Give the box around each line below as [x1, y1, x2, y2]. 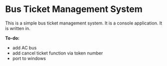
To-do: [5, 35, 20, 41]
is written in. [5, 25, 31, 31]
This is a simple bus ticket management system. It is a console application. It [5, 20, 163, 26]
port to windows [12, 55, 46, 61]
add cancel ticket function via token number [12, 50, 103, 56]
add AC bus [12, 44, 37, 50]
